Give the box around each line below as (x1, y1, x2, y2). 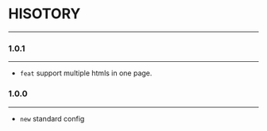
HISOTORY (8, 5, 81, 23)
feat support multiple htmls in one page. (19, 68, 153, 78)
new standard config (19, 114, 85, 123)
